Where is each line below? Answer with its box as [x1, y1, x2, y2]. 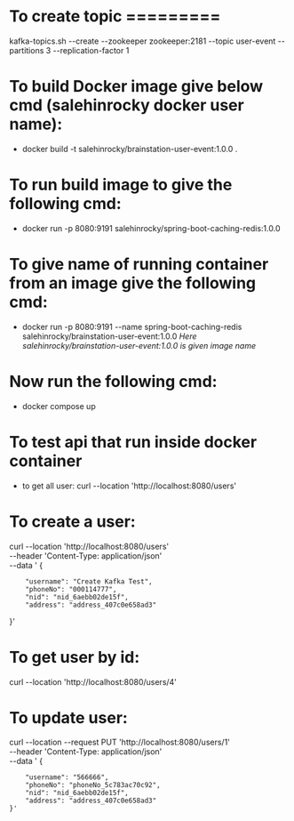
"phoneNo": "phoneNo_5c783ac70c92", [25, 781, 162, 790]
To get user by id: [9, 647, 140, 667]
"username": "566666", [25, 773, 109, 782]
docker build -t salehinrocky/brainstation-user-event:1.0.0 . [21, 143, 238, 154]
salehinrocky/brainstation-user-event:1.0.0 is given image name [21, 340, 257, 350]
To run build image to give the [9, 175, 233, 195]
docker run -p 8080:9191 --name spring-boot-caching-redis [21, 321, 242, 332]
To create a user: [9, 511, 136, 531]
